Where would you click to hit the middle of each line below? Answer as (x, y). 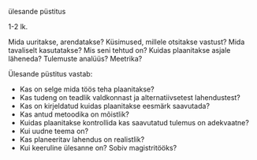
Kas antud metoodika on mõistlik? (74, 114)
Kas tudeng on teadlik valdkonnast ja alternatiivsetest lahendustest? (130, 97)
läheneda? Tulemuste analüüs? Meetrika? (75, 59)
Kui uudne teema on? (54, 131)
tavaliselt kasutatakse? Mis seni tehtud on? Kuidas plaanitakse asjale (119, 50)
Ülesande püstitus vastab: (50, 74)
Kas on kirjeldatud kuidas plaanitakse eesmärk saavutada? (115, 106)
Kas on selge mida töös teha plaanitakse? (87, 89)
